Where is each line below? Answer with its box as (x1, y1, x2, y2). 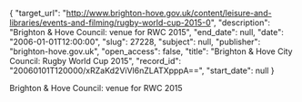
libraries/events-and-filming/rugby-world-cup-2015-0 (9, 17, 211, 28)
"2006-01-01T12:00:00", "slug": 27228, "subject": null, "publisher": (9, 36, 261, 47)
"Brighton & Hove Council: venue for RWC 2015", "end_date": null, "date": (9, 27, 284, 37)
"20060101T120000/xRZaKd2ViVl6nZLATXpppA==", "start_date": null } (9, 65, 275, 76)
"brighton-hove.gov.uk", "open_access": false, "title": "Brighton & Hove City (9, 46, 293, 57)
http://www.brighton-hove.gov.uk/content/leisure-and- (65, 8, 272, 18)
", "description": (210, 17, 271, 28)
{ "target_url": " (9, 8, 66, 18)
